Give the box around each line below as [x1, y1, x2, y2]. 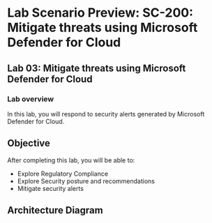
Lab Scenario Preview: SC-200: [7, 5, 194, 21]
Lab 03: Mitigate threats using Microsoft [7, 62, 186, 74]
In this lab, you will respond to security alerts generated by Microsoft [7, 109, 205, 118]
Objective [7, 137, 51, 149]
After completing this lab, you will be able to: [7, 155, 135, 164]
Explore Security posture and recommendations [17, 176, 156, 185]
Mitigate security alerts [17, 184, 84, 192]
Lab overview [7, 94, 54, 104]
